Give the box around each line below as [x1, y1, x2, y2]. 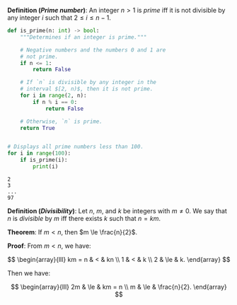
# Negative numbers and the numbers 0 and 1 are [20, 46, 166, 54]
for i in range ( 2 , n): [20, 92, 87, 99]
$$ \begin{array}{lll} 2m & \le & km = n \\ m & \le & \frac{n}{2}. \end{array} [10, 282, 228, 291]
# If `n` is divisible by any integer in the [20, 79, 157, 86]
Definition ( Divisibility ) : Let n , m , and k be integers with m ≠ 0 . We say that [7, 206, 228, 215]
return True [20, 124, 55, 131]
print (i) [33, 163, 59, 170]
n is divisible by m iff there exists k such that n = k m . [7, 214, 161, 222]
